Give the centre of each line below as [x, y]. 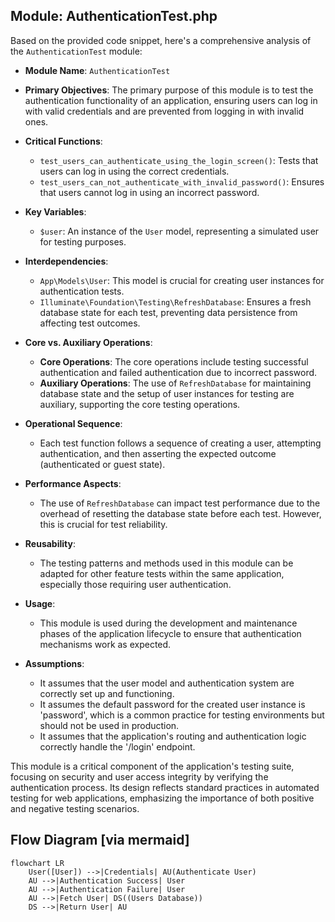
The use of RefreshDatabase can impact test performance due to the [180, 503]
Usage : [40, 603]
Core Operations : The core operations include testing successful [174, 361]
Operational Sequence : [73, 423]
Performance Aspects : [73, 483]
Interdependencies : [66, 261]
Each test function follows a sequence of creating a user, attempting [180, 443]
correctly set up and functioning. [107, 693]
